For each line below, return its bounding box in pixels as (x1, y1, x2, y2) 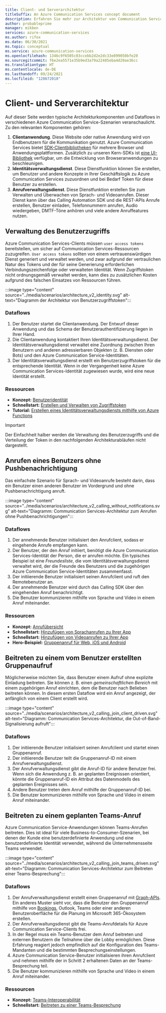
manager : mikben (5, 26, 39, 31)
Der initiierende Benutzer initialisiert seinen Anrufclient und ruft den (12, 574, 150, 580)
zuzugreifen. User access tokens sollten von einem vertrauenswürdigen (5, 251, 151, 257)
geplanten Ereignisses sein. (12, 781, 69, 787)
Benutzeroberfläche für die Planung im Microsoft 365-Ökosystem (12, 910, 146, 916)
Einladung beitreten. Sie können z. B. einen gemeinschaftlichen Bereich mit (5, 680, 158, 686)
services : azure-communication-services (5, 30, 90, 35)
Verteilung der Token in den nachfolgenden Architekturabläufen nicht (5, 437, 146, 443)
